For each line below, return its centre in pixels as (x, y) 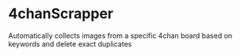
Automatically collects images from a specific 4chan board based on (120, 35)
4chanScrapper (61, 14)
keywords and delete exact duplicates (70, 43)
